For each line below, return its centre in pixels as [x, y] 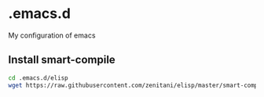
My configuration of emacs [52, 35]
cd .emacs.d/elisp [38, 78]
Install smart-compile [62, 60]
